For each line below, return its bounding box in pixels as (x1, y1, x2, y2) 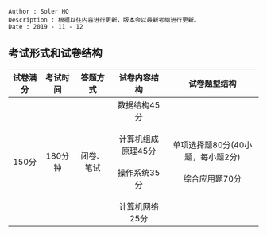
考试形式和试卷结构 (8, 46, 103, 60)
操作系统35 (118, 167, 161, 178)
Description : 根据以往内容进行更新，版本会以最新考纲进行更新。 (8, 16, 200, 24)
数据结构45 (118, 100, 161, 111)
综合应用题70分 (183, 173, 242, 184)
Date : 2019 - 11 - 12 (8, 23, 83, 31)
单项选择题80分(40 (172, 139, 245, 151)
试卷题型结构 (188, 78, 237, 89)
